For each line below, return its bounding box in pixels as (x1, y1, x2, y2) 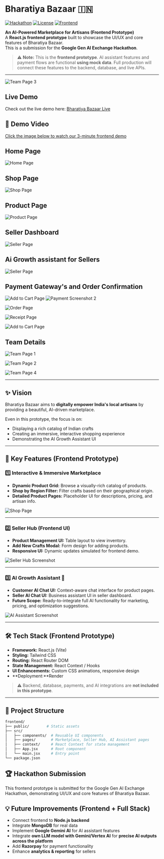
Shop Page (5, 174, 39, 183)
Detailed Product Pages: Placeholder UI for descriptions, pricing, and (12, 493, 153, 499)
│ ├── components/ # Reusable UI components (5, 733, 104, 738)
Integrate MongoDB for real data (12, 822, 78, 828)
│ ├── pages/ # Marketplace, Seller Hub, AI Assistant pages (5, 737, 150, 742)
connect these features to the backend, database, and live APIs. (17, 64, 146, 70)
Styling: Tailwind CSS (12, 653, 57, 658)
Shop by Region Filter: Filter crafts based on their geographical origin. (12, 488, 154, 493)
